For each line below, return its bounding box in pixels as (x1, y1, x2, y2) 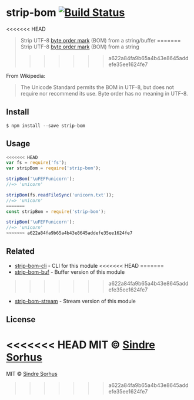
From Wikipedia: (6, 72, 46, 79)
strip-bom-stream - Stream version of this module (14, 297, 136, 304)
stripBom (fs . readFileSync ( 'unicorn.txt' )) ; (6, 192, 115, 198)
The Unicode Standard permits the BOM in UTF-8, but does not (20, 83, 175, 91)
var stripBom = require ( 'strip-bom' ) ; (6, 165, 101, 171)
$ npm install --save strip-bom (6, 123, 85, 129)
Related (6, 247, 35, 257)
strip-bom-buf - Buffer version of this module (14, 268, 125, 276)
